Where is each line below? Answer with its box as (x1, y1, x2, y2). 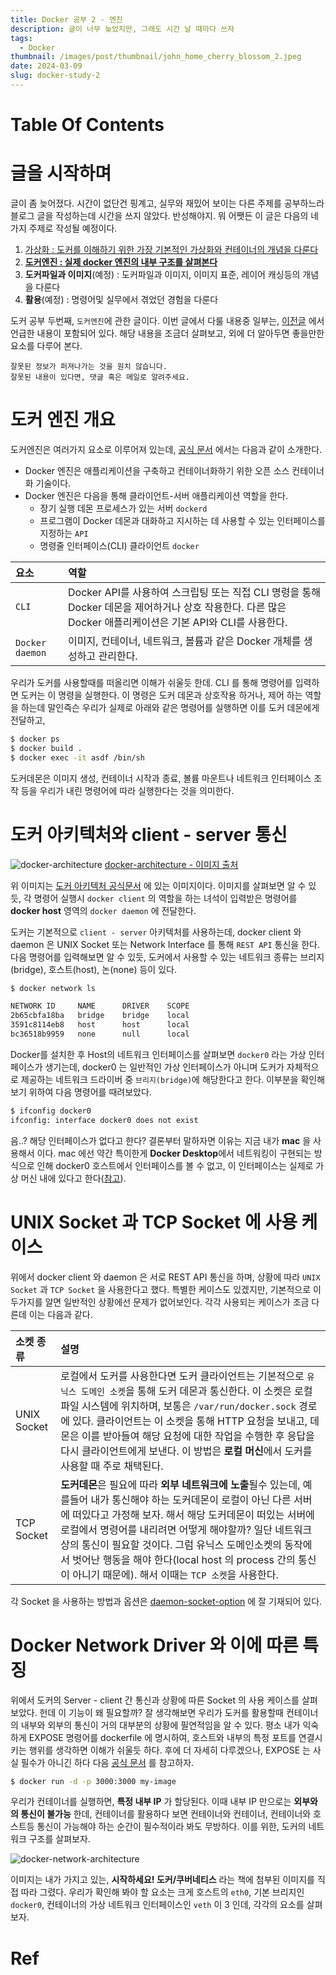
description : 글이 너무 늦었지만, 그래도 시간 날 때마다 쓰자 (10, 24, 235, 34)
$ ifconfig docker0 (10, 1106, 92, 1116)
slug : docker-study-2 (10, 71, 101, 81)
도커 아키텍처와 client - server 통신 (10, 823, 288, 846)
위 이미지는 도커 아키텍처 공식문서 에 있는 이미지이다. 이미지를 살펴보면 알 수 (10, 879, 307, 891)
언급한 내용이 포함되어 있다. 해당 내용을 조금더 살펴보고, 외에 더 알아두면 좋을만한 (10, 327, 325, 339)
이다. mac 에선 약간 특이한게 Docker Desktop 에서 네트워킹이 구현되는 (36, 1147, 312, 1159)
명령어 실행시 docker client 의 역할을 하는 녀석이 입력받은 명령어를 (33, 892, 298, 904)
